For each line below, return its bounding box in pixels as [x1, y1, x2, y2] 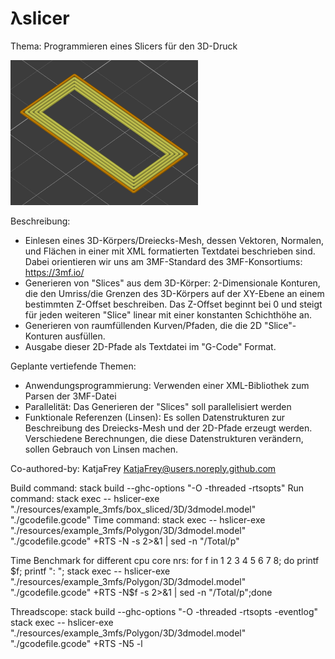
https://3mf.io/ [24, 266, 85, 278]
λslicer [10, 7, 70, 30]
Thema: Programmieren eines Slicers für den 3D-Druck [10, 40, 238, 52]
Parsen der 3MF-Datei [24, 390, 117, 402]
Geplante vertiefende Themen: [10, 360, 137, 372]
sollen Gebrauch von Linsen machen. [24, 443, 178, 455]
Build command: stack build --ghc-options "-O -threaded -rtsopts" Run [10, 482, 305, 494]
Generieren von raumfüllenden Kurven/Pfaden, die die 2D [24, 319, 262, 331]
